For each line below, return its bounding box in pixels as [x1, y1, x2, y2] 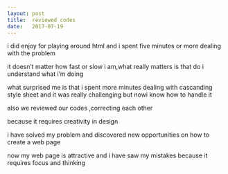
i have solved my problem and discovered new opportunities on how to [7, 130, 210, 139]
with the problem [7, 49, 55, 57]
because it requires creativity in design [7, 117, 119, 126]
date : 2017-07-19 [7, 23, 64, 30]
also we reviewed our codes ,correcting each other [7, 104, 153, 113]
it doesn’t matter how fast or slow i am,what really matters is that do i [7, 63, 204, 71]
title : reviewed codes [7, 17, 76, 23]
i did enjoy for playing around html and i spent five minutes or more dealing [7, 42, 222, 50]
